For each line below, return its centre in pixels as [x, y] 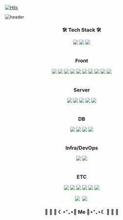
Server [82, 90]
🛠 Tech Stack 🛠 [82, 30]
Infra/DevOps [82, 148]
